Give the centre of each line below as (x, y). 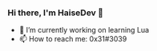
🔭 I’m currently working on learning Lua (84, 30)
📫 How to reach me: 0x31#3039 (73, 39)
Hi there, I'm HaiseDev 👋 (56, 13)
